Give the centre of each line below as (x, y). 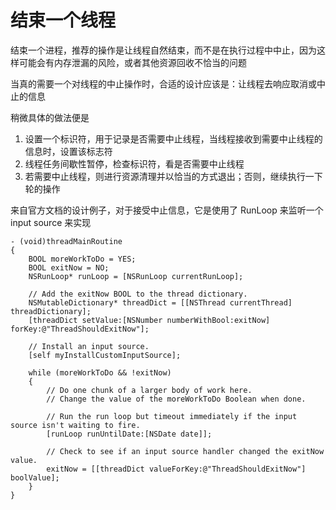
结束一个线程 (63, 20)
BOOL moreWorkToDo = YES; (82, 259)
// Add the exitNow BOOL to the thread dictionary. (138, 294)
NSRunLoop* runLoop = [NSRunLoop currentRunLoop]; (136, 276)
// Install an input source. (89, 346)
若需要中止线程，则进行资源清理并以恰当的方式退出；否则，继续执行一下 (173, 176)
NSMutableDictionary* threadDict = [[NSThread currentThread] (160, 302)
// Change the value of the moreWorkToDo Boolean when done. (176, 399)
